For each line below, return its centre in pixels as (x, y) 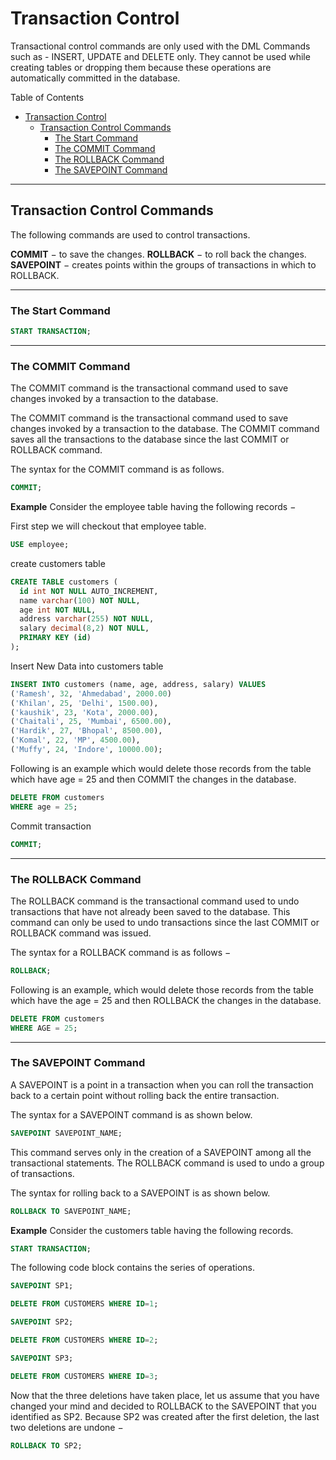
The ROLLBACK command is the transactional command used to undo (155, 901)
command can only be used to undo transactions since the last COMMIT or (165, 922)
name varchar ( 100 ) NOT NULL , (80, 600)
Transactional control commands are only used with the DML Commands (160, 46)
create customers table (58, 563)
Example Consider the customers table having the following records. (152, 1230)
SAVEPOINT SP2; (42, 1322)
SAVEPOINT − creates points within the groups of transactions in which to (163, 264)
